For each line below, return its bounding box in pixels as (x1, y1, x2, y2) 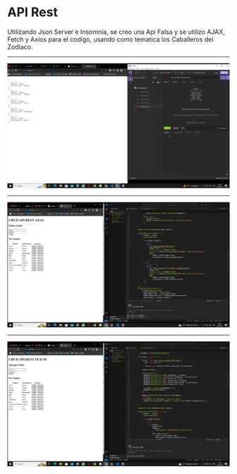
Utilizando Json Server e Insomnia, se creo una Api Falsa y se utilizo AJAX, (7, 28, 226, 36)
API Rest (7, 4, 59, 20)
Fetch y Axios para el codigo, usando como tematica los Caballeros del (7, 35, 214, 43)
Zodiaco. (7, 42, 33, 51)
